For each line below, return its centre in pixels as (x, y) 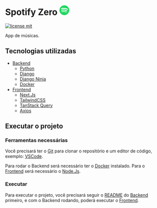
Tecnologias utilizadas (41, 51)
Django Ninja (33, 79)
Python (27, 68)
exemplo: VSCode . (24, 156)
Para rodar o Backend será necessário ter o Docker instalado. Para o (75, 166)
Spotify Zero (31, 12)
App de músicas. (22, 35)
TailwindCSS (33, 100)
